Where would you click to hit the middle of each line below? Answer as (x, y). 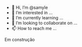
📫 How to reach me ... (34, 28)
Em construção (20, 39)
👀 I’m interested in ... (32, 13)
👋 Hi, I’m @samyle (30, 8)
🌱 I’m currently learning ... (37, 18)
